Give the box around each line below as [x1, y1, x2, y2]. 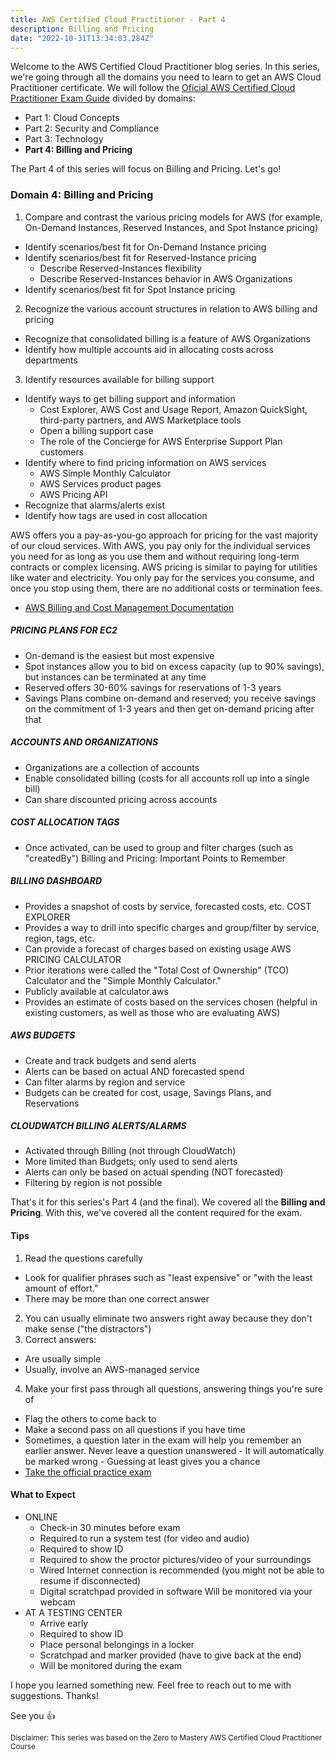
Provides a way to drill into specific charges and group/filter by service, [24, 921, 320, 933]
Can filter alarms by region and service [24, 1076, 186, 1088]
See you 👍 [10, 1709, 56, 1721]
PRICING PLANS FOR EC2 [10, 624, 118, 636]
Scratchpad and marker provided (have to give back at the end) [39, 1649, 302, 1661]
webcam [39, 1596, 76, 1608]
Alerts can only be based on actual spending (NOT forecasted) [24, 1166, 284, 1178]
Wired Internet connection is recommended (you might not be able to [39, 1564, 325, 1576]
